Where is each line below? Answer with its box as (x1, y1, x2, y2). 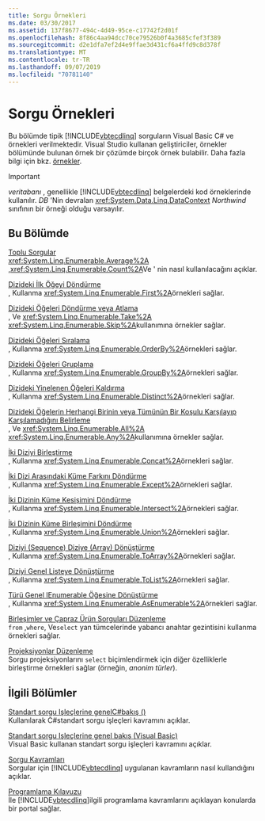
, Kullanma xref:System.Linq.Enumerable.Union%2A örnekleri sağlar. (8, 528, 229, 537)
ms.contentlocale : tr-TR (8, 56, 90, 64)
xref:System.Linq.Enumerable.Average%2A (8, 256, 150, 265)
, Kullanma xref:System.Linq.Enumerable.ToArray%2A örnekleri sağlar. (8, 552, 236, 561)
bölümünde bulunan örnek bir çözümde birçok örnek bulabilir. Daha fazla (8, 147, 246, 157)
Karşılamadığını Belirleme (8, 415, 91, 425)
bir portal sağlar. (8, 804, 62, 813)
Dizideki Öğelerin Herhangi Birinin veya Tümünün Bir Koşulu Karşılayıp (8, 407, 237, 417)
